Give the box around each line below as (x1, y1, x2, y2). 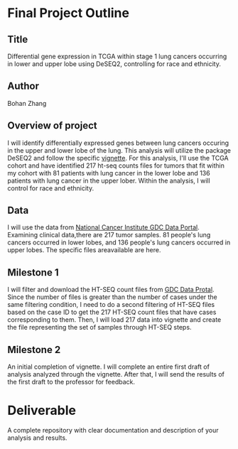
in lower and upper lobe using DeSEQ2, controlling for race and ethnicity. (7, 60, 222, 68)
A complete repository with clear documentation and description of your (7, 426, 219, 434)
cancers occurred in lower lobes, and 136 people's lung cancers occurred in (7, 238, 231, 247)
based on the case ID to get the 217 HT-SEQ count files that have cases (7, 308, 217, 317)
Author (7, 80, 39, 92)
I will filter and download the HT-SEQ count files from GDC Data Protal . (7, 286, 215, 294)
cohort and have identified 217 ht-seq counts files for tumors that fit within (7, 161, 225, 170)
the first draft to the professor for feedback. (7, 378, 136, 386)
